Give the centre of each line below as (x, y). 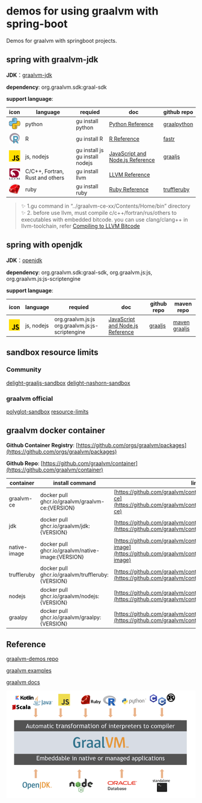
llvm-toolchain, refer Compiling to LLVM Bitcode (80, 226)
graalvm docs (23, 682)
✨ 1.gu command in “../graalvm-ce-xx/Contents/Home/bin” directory (106, 206)
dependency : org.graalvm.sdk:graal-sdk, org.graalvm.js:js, (79, 272)
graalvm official (29, 398)
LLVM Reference (130, 174)
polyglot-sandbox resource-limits (47, 412)
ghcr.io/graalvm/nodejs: (70, 596)
